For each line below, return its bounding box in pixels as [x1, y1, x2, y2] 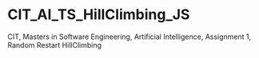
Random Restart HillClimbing [7, 40, 102, 49]
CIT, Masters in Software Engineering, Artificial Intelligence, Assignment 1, [7, 32, 252, 41]
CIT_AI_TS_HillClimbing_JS [7, 6, 190, 24]
